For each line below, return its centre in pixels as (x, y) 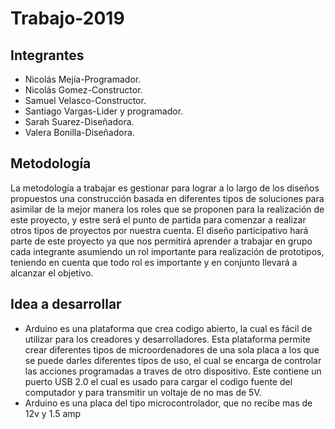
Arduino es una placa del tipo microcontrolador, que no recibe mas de (168, 403)
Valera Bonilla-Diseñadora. (79, 132)
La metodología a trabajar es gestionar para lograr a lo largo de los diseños (165, 188)
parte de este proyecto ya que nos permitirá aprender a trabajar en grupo (161, 241)
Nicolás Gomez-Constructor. (83, 90)
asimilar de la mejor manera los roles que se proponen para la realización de (167, 209)
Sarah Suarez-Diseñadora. (79, 121)
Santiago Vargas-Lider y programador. (104, 111)
